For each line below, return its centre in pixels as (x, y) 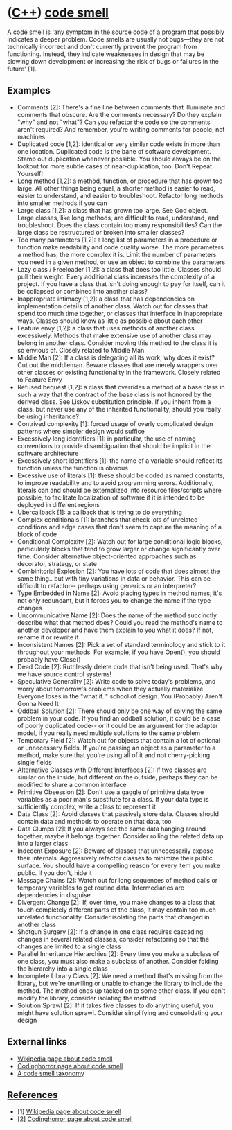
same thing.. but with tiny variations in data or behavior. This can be (114, 578)
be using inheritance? (48, 416)
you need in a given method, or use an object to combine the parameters (121, 262)
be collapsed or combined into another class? (82, 291)
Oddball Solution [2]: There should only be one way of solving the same (119, 711)
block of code (37, 534)
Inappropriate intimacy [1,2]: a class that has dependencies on (106, 299)
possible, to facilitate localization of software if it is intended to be (111, 497)
